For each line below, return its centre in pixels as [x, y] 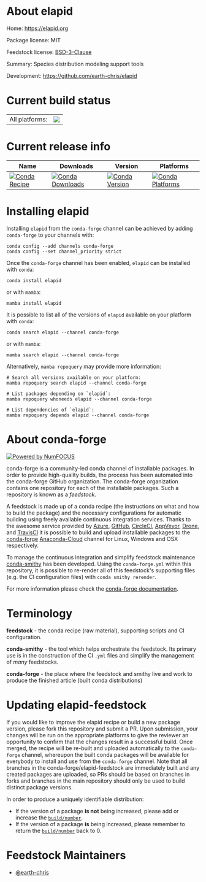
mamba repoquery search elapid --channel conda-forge [77, 383]
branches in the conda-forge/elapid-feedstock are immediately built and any [103, 767]
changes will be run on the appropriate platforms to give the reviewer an [97, 735]
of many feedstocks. [32, 662]
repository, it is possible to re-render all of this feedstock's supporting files [101, 570]
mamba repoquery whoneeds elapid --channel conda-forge [79, 399]
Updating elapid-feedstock [77, 705]
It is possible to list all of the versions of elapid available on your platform [99, 315]
